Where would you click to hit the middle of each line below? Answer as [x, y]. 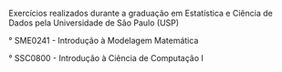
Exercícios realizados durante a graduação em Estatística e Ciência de [141, 13]
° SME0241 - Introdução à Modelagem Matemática [104, 41]
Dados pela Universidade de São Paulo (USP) [94, 23]
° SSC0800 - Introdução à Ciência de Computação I [106, 58]
